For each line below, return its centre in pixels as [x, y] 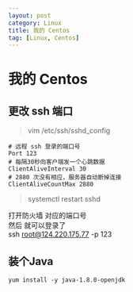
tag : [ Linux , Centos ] [44, 38]
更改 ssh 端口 [41, 111]
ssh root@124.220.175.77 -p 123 [60, 234]
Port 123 [23, 154]
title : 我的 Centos [39, 30]
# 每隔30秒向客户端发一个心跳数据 [57, 162]
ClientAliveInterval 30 [47, 169]
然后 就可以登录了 [37, 225]
